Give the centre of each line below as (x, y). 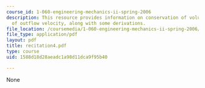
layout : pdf (21, 40)
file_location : (26, 29)
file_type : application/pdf (42, 35)
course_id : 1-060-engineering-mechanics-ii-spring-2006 (79, 12)
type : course (23, 52)
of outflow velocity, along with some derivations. (79, 23)
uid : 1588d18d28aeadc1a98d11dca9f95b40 (57, 57)
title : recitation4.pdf (37, 46)
